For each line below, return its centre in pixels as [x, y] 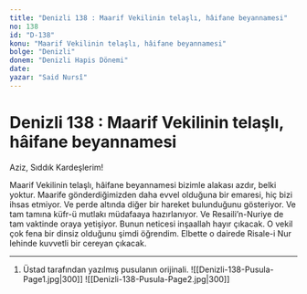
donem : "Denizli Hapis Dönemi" [69, 60]
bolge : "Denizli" [42, 52]
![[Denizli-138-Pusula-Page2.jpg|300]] [158, 278]
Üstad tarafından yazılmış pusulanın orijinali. [106, 269]
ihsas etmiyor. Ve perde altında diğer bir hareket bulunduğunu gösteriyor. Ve [153, 204]
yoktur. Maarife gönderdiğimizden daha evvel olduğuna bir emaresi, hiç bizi [151, 194]
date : [20, 69]
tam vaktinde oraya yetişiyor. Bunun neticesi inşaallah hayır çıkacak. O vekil [151, 224]
